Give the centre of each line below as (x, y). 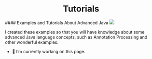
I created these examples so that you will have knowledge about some (75, 32)
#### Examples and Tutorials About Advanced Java (57, 23)
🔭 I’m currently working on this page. (48, 51)
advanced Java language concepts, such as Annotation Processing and (76, 37)
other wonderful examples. (32, 42)
